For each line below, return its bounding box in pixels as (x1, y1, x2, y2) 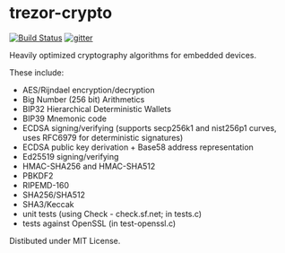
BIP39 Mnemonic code (22, 113, 108, 124)
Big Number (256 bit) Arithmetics (22, 93, 145, 105)
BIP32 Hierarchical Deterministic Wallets (22, 103, 172, 114)
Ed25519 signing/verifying (22, 151, 119, 161)
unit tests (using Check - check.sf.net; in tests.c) (22, 208, 203, 219)
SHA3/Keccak (22, 198, 74, 209)
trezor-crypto (9, 3, 113, 23)
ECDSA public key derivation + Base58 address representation (22, 142, 254, 153)
